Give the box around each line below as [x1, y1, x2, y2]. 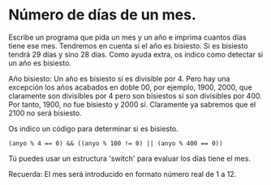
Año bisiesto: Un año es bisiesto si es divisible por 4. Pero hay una [8, 74, 230, 83]
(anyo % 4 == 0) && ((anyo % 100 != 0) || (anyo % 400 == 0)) [8, 139, 223, 147]
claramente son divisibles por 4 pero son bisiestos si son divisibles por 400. [8, 90, 262, 100]
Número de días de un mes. [8, 6, 197, 24]
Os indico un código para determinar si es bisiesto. [8, 124, 179, 133]
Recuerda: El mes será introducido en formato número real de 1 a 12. [8, 169, 237, 179]
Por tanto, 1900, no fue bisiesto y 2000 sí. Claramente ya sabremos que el [8, 99, 256, 109]
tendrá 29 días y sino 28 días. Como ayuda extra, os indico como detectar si [8, 49, 264, 59]
